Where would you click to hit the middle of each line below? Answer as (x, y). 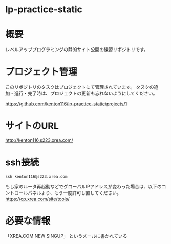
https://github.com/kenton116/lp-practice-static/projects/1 (66, 104)
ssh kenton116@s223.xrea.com (36, 176)
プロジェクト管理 (41, 72)
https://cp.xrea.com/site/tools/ (38, 199)
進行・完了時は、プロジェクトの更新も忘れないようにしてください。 (86, 93)
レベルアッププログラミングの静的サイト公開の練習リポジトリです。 (77, 50)
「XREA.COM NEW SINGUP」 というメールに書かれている (66, 236)
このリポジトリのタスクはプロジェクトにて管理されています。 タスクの (80, 87)
